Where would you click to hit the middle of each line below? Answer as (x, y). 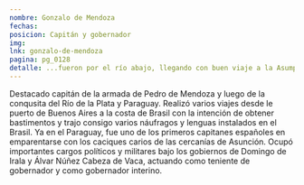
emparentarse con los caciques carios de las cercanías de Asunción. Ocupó (152, 142)
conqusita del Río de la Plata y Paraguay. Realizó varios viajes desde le (141, 103)
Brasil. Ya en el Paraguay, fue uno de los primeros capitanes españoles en (147, 132)
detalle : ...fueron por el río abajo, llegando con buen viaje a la (141, 69)
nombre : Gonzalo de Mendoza (62, 18)
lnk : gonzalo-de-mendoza (56, 51)
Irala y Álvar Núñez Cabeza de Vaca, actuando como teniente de (130, 161)
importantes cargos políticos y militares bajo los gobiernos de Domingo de (148, 151)
